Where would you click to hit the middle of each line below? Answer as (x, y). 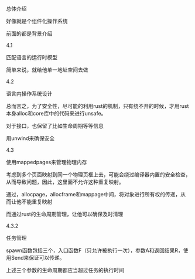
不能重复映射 (37, 202)
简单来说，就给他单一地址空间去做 (47, 70)
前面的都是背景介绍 (29, 33)
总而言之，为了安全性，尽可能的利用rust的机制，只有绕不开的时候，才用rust (97, 106)
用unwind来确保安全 (30, 138)
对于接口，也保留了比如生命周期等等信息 (55, 126)
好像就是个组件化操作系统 (37, 21)
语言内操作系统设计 (29, 93)
